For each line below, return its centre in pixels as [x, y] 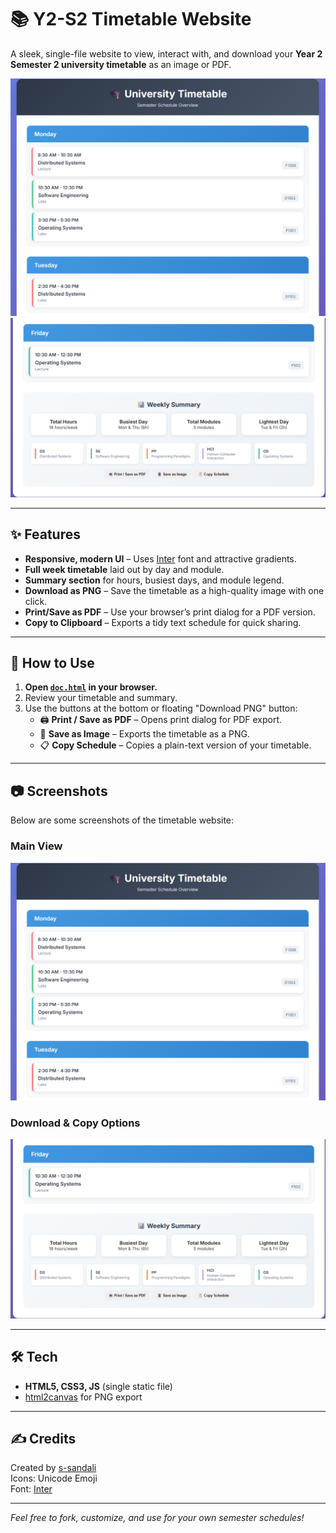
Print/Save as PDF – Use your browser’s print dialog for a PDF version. [170, 612]
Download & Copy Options [75, 1123]
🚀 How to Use [52, 663]
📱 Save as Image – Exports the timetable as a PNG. [144, 734]
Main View [36, 846]
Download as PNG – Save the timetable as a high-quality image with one [174, 590]
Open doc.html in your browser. [91, 687]
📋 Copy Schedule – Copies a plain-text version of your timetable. [175, 745]
